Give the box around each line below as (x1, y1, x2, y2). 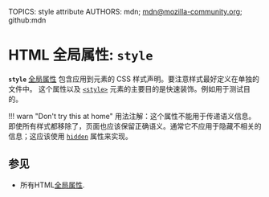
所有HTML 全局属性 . (19, 180, 85, 190)
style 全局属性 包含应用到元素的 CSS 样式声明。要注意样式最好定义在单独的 (8, 74, 259, 84)
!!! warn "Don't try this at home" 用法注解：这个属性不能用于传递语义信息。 (8, 111, 256, 121)
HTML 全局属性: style (8, 46, 153, 64)
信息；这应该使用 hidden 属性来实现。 (8, 131, 132, 141)
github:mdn (8, 15, 47, 25)
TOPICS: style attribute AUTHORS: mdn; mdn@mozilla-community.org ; (8, 7, 243, 16)
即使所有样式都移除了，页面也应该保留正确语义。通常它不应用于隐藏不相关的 (8, 121, 262, 131)
